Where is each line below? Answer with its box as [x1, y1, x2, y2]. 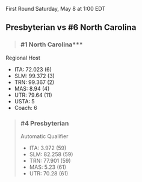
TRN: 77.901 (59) [29, 157, 71, 164]
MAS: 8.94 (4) [14, 85, 50, 92]
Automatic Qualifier [20, 132, 69, 140]
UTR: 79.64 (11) [14, 91, 52, 99]
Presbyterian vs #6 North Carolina [5, 22, 137, 32]
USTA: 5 [14, 97, 35, 105]
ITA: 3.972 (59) [29, 144, 67, 151]
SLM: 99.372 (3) [14, 72, 55, 79]
